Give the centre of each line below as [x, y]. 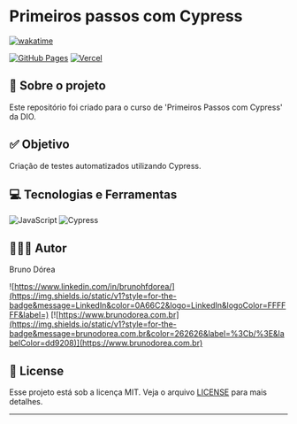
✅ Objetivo [39, 145]
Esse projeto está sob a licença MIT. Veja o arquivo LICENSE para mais [138, 392]
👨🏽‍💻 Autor [38, 248]
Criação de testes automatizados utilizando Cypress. [105, 166]
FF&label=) [29, 315]
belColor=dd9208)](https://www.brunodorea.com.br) [106, 343]
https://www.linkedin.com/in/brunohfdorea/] [95, 287]
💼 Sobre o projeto [57, 86]
